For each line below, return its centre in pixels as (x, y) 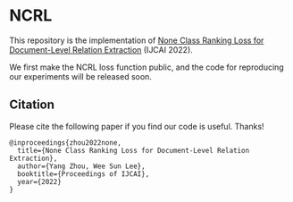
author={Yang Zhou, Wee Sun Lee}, (81, 166)
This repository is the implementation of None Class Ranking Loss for (137, 40)
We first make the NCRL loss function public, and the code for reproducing (146, 67)
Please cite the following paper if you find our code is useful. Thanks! (137, 126)
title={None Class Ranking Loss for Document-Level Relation (134, 150)
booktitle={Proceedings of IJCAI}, (84, 174)
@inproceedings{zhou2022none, (66, 143)
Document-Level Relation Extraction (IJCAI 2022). (101, 49)
